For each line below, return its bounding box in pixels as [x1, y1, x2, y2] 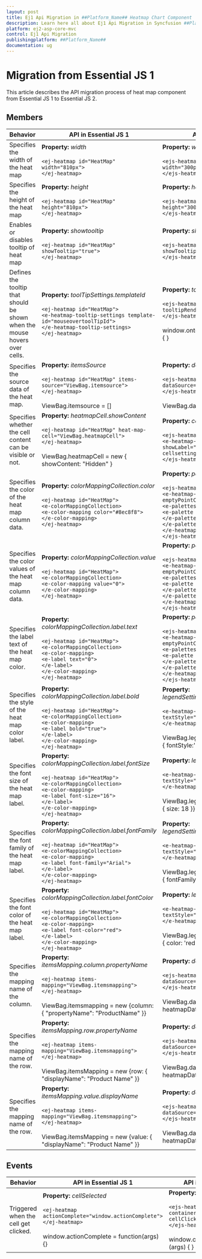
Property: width [41, 142, 87, 151]
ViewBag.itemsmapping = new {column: [41, 1001, 155, 1010]
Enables [9, 220, 32, 229]
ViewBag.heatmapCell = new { [41, 452, 127, 461]
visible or [9, 450, 35, 459]
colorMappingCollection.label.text [41, 622, 138, 631]
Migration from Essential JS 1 [6, 69, 155, 82]
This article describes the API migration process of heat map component [6, 88, 186, 95]
